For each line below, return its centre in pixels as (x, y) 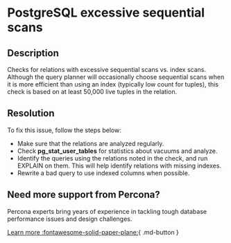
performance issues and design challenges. (70, 219)
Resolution (31, 113)
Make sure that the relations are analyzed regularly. (91, 143)
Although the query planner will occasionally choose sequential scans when (116, 77)
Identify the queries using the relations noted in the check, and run (112, 158)
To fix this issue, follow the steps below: (64, 130)
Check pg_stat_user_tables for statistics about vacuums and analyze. (117, 151)
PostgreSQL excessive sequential (106, 13)
